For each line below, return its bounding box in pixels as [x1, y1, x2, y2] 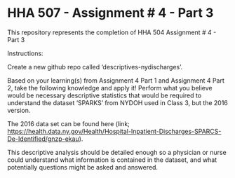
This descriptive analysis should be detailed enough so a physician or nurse [7, 148, 227, 156]
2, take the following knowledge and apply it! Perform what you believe [7, 83, 213, 92]
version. [7, 106, 31, 114]
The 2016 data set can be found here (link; [7, 119, 130, 128]
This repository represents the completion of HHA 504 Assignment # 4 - [7, 28, 217, 36]
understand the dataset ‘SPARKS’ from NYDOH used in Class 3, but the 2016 [7, 98, 228, 107]
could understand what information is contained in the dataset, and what [7, 156, 217, 164]
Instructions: [7, 49, 43, 57]
